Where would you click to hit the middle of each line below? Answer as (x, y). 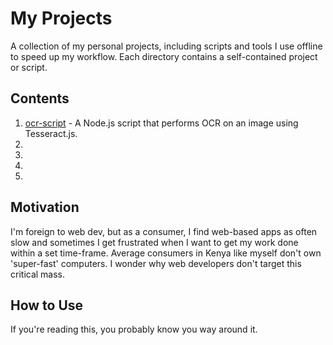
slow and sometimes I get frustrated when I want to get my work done (154, 242)
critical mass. (38, 274)
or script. (29, 67)
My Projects (61, 18)
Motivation (45, 207)
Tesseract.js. (51, 133)
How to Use (47, 305)
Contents (40, 98)
